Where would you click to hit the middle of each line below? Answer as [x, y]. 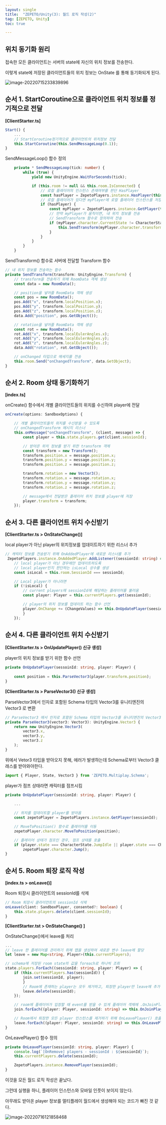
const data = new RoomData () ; [45, 284]
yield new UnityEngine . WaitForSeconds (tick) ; [79, 177]
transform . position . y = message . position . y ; [69, 460]
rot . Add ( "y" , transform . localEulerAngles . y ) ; [62, 338]
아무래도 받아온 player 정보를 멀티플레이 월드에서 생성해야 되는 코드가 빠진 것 [79, 1101]
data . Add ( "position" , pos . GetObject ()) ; [56, 316]
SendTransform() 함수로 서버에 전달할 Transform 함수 [58, 260]
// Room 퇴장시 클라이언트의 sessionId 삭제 [46, 902]
